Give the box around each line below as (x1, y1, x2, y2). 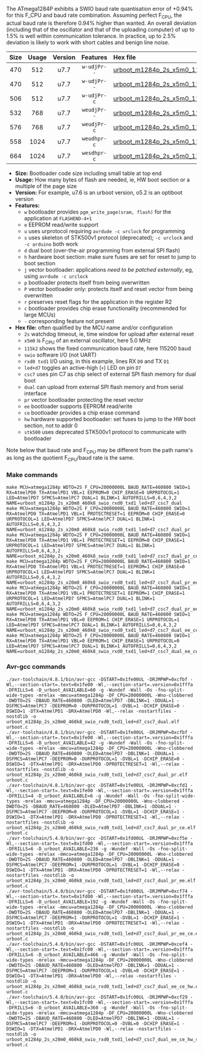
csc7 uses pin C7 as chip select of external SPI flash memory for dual (24, 370, 196, 378)
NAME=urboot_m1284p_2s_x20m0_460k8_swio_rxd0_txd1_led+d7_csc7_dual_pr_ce (6, 553, 199, 559)
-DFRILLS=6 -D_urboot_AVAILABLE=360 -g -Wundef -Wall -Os (6, 1005, 155, 1011)
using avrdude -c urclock (24, 272, 89, 280)
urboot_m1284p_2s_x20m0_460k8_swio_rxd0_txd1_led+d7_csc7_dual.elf (6, 718, 180, 725)
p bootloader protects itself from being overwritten (24, 278, 150, 286)
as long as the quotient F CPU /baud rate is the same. (6, 454, 135, 463)
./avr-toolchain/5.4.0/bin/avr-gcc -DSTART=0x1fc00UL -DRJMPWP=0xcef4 (6, 941, 188, 947)
